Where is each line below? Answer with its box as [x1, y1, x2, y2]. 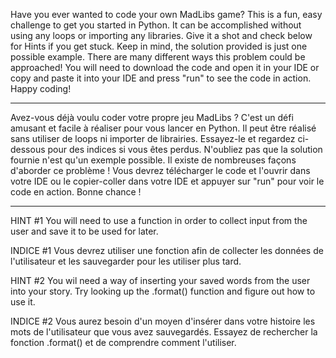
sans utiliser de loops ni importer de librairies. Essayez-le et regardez [10, 133, 296, 144]
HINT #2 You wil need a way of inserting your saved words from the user [10, 275, 311, 286]
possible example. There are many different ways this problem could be [10, 51, 306, 63]
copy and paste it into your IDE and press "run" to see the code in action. [10, 72, 312, 84]
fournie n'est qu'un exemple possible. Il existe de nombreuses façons [10, 154, 297, 166]
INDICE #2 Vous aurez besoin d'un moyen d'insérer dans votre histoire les [10, 315, 316, 327]
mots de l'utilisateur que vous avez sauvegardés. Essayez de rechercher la [10, 326, 318, 338]
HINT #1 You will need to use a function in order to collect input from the [10, 215, 308, 226]
